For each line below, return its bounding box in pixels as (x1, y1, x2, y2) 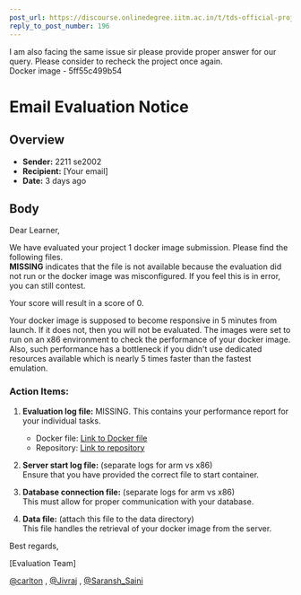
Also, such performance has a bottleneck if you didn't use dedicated (9, 344, 262, 354)
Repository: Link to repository (35, 442, 145, 453)
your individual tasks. (21, 415, 101, 426)
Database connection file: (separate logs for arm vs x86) (21, 486, 236, 497)
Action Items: (9, 385, 69, 398)
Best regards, (9, 540, 59, 551)
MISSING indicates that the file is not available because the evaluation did (9, 261, 282, 272)
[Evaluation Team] (9, 557, 76, 568)
